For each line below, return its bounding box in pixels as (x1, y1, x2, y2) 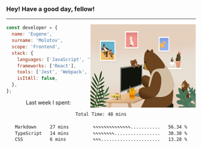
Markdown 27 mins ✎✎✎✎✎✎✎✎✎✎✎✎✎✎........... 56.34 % (14, 124, 188, 130)
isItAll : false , (17, 76, 58, 82)
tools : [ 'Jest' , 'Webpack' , (17, 69, 87, 75)
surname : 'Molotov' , (11, 38, 63, 44)
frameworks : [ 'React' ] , (17, 62, 77, 69)
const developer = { (6, 25, 58, 31)
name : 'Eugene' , (11, 31, 52, 37)
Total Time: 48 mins (75, 111, 127, 117)
